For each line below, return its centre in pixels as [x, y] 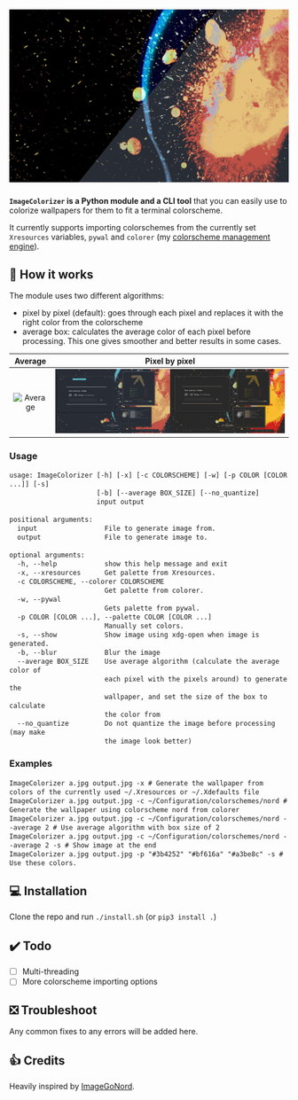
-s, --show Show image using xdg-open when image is [138, 635]
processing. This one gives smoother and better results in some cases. [152, 341]
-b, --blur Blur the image [89, 653]
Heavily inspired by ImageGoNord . [72, 1086]
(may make [27, 733]
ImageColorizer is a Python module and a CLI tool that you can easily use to [148, 201]
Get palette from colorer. [154, 591]
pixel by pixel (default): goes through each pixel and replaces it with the [153, 313]
